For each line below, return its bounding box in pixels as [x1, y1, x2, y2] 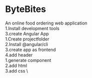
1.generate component [5, 57, 51, 63]
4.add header [5, 51, 33, 58]
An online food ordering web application [5, 20, 88, 26]
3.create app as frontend [5, 46, 56, 52]
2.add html [5, 62, 27, 68]
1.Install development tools [5, 25, 60, 31]
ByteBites [5, 3, 46, 15]
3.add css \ [5, 67, 28, 73]
